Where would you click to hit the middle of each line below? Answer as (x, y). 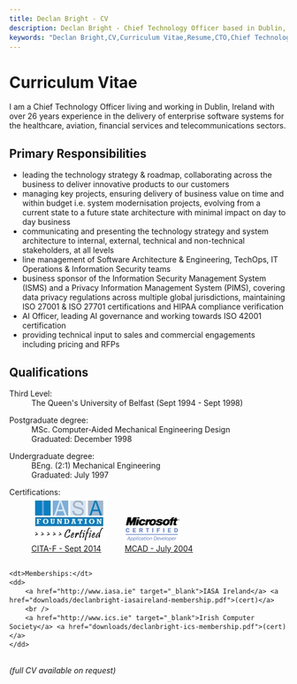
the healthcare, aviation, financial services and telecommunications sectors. (148, 126)
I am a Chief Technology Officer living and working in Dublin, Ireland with (142, 107)
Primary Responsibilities (78, 154)
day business (46, 222)
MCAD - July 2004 (159, 548)
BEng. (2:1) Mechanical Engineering (96, 465)
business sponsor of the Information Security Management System (144, 278)
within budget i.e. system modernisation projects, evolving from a (141, 203)
